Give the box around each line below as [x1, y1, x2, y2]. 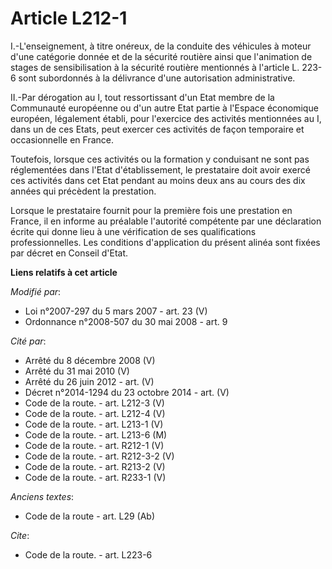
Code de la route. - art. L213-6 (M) [24, 428, 168, 441]
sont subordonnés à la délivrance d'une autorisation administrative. [18, 72, 296, 84]
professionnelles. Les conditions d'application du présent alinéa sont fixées [10, 236, 321, 248]
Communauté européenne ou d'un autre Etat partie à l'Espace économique [10, 102, 319, 114]
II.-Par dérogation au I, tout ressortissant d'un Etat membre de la [10, 91, 275, 103]
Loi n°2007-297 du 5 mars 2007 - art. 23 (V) [24, 305, 208, 317]
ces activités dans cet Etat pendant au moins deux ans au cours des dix [10, 174, 306, 186]
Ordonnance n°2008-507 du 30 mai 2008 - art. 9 [24, 315, 228, 327]
